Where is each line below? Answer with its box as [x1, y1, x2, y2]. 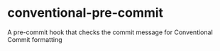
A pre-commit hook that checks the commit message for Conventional [7, 28, 213, 36]
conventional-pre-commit [7, 5, 164, 21]
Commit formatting [7, 35, 62, 43]
